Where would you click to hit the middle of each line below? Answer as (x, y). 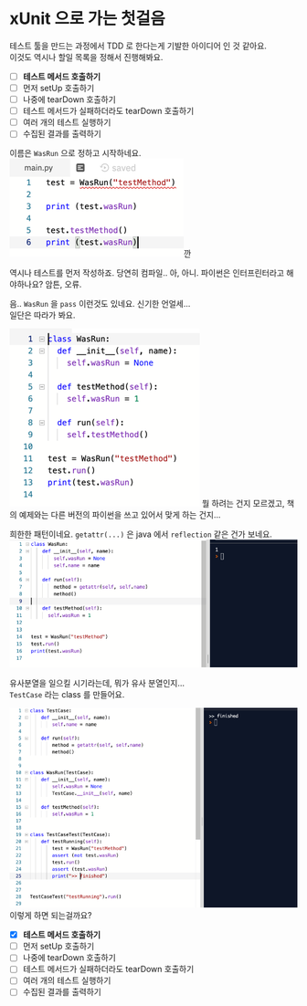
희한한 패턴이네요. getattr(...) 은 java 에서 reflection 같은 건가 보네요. (141, 534)
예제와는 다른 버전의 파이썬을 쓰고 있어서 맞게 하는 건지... (120, 515)
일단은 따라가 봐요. (42, 315)
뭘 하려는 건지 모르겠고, (243, 504)
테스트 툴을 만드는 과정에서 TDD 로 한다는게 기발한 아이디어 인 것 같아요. (138, 46)
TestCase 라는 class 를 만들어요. (67, 694)
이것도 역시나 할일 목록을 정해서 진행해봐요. (86, 57)
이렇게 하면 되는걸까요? (51, 916)
